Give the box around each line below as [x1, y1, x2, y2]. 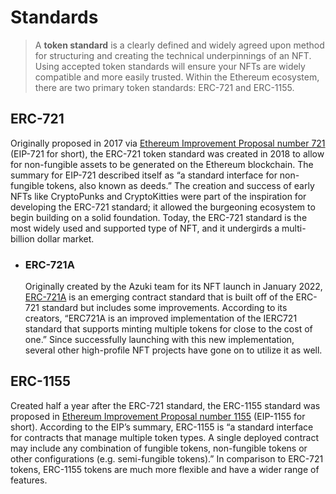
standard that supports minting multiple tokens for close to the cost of [24, 323, 313, 335]
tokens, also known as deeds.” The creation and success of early [46, 179, 315, 191]
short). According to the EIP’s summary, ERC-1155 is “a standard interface [10, 421, 314, 433]
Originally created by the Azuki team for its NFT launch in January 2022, [24, 281, 323, 293]
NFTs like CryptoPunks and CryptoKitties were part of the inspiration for [10, 190, 307, 202]
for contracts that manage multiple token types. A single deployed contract [10, 431, 320, 443]
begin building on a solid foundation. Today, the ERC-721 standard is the [10, 211, 308, 223]
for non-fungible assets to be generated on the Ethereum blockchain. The [10, 158, 314, 170]
